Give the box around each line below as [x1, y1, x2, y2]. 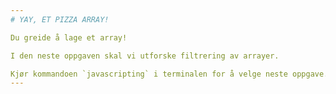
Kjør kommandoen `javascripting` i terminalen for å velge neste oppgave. [10, 69, 329, 79]
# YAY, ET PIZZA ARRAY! [10, 14, 110, 25]
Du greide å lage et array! [10, 32, 128, 43]
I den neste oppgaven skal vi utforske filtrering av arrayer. [10, 51, 280, 61]
